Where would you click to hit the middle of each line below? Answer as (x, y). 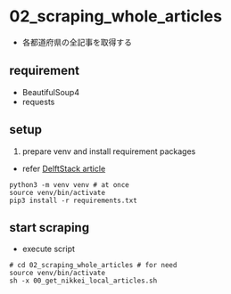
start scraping (49, 228)
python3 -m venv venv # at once (69, 184)
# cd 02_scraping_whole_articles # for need (93, 265)
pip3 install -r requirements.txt (74, 200)
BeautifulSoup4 (51, 92)
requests (38, 102)
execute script (49, 249)
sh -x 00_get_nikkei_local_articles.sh (83, 281)
